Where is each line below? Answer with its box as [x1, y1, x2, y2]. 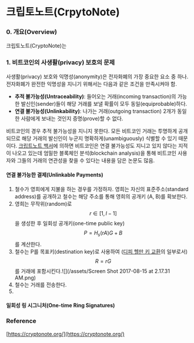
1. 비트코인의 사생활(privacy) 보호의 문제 [6, 58, 115, 66]
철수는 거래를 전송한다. [14, 281, 67, 288]
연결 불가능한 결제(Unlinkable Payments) [6, 171, 103, 178]
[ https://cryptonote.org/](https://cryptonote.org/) [6, 330, 125, 337]
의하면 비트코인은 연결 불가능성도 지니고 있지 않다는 [59, 142, 178, 149]
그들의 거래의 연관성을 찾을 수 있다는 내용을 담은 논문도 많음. [16, 156, 155, 164]
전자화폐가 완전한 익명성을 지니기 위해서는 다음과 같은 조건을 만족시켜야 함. [6, 80, 178, 87]
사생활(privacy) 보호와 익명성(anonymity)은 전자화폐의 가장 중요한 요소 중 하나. [6, 73, 189, 80]
